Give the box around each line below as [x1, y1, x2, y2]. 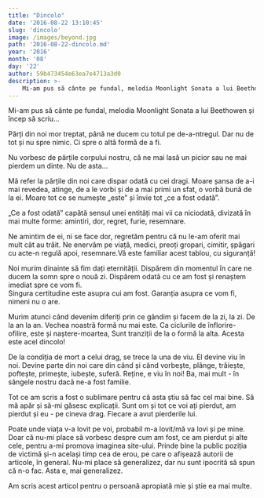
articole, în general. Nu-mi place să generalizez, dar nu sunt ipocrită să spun [8, 458, 255, 467]
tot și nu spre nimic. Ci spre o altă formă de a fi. [8, 138, 162, 147]
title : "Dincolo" [8, 11, 65, 20]
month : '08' [8, 56, 47, 64]
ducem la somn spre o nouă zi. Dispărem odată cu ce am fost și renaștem [8, 272, 246, 282]
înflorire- [207, 321, 236, 330]
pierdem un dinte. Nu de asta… [8, 162, 108, 171]
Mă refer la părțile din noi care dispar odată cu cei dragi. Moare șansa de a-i [8, 176, 255, 186]
